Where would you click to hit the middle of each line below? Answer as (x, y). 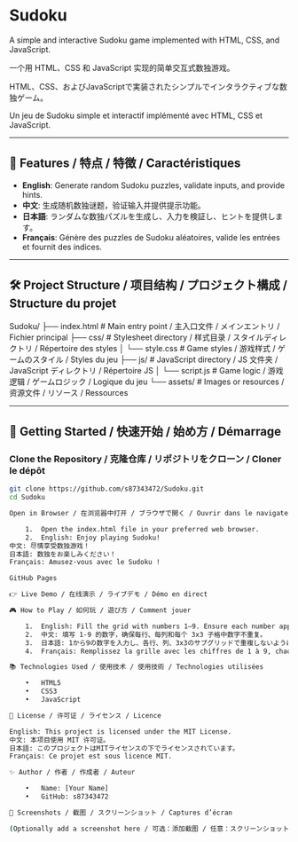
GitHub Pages (33, 578)
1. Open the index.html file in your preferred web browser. (142, 529)
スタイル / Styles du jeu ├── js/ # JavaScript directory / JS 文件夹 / (155, 359)
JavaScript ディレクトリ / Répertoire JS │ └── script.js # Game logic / (137, 370)
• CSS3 (41, 692)
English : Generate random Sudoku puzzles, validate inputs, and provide (153, 185)
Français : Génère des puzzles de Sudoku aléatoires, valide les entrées (151, 237)
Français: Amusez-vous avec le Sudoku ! (85, 563)
